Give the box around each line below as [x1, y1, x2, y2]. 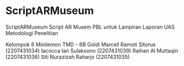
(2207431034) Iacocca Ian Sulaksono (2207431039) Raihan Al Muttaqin [5, 47, 179, 54]
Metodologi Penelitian [5, 29, 58, 36]
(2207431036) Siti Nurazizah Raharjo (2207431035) [5, 53, 130, 60]
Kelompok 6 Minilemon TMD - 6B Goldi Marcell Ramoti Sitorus [5, 41, 156, 48]
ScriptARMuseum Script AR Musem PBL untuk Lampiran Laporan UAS [5, 23, 175, 30]
